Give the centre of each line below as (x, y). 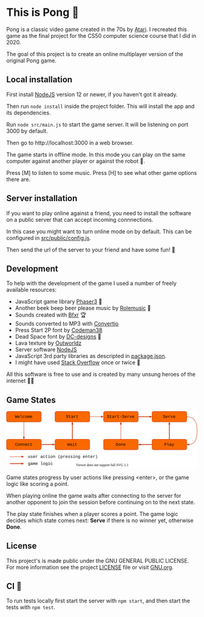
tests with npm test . (31, 607)
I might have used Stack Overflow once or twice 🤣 (78, 362)
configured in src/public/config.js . (49, 238)
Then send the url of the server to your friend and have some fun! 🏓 (91, 250)
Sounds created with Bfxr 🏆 (51, 315)
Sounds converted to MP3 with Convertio (67, 324)
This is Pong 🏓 (43, 12)
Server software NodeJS (46, 350)
